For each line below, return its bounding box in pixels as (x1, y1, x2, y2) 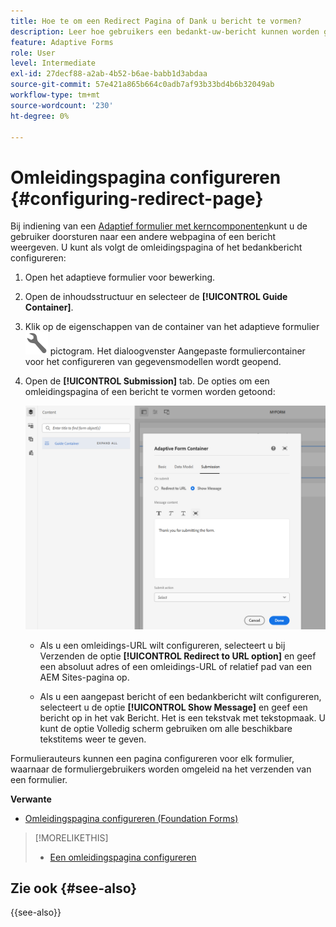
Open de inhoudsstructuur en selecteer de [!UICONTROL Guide (24, 291, 288, 303)
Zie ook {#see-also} (10, 880, 138, 897)
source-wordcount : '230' (10, 100, 114, 110)
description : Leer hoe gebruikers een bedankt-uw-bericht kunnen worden (10, 26, 320, 37)
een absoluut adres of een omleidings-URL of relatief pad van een (39, 660, 313, 672)
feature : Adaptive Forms (10, 37, 114, 47)
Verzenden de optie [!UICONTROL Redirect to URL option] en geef (39, 650, 317, 662)
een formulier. (10, 773, 68, 785)
